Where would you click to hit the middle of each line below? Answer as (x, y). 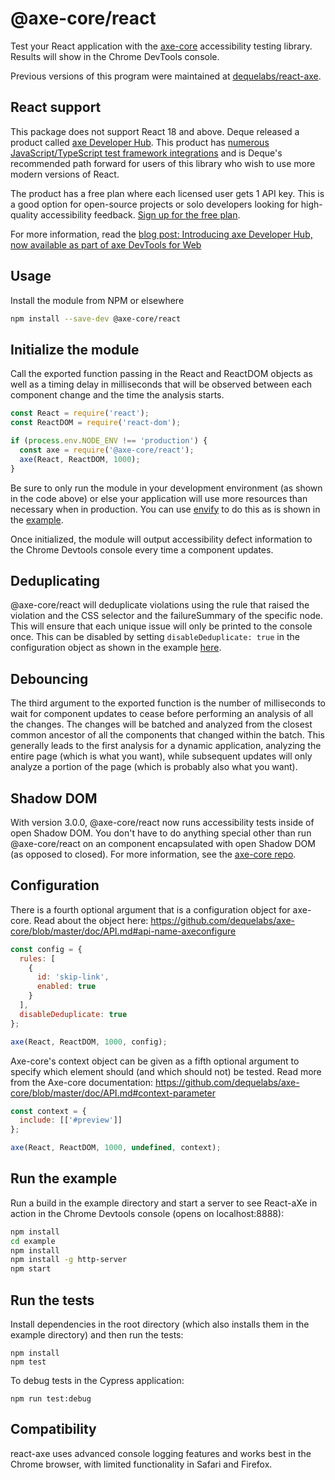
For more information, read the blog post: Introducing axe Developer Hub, (161, 234)
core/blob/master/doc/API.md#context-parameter (113, 1093)
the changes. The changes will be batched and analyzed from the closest (161, 724)
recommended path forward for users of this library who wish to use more (163, 163)
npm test (28, 1362)
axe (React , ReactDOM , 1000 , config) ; (89, 1042)
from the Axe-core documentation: (82, 1082)
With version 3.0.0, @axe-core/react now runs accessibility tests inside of (162, 822)
